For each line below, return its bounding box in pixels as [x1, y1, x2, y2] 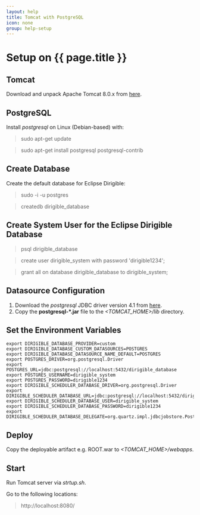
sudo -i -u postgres [20, 191, 68, 198]
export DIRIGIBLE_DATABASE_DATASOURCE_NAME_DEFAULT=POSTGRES [6, 351, 161, 358]
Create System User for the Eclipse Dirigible [6, 220, 173, 230]
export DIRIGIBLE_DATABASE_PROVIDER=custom [6, 341, 116, 347]
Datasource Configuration [6, 286, 105, 296]
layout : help [6, 8, 39, 15]
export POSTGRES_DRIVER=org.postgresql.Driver [6, 356, 124, 362]
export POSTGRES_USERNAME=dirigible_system [6, 372, 116, 379]
